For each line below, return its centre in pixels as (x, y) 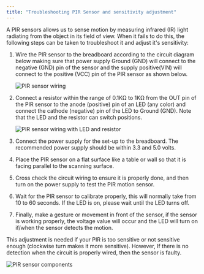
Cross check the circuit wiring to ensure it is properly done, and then (102, 178)
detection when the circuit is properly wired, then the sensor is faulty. (94, 253)
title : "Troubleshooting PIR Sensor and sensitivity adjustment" (91, 12)
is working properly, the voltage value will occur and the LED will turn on (106, 221)
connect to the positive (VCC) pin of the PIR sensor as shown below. (101, 74)
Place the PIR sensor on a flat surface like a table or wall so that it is (100, 159)
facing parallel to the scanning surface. (65, 166)
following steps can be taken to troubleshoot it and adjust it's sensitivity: (97, 42)
